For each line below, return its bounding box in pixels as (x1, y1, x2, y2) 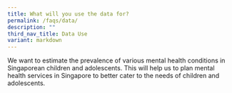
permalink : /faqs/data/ (7, 17, 79, 24)
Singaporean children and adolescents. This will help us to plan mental (7, 64, 216, 72)
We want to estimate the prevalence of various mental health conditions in (7, 56, 226, 65)
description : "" (7, 23, 56, 31)
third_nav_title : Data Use (7, 30, 88, 38)
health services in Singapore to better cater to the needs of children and (7, 72, 220, 80)
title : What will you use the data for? (7, 10, 130, 18)
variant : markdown (7, 37, 62, 44)
